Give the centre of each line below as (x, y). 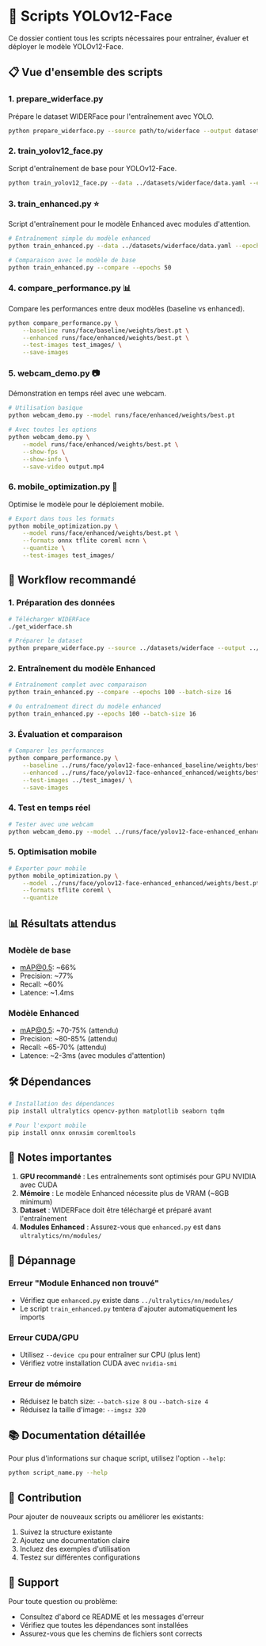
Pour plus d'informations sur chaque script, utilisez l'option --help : (117, 1458)
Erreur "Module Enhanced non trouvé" (84, 1283)
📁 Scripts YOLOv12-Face (90, 16)
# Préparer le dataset (46, 641)
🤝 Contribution (45, 1497)
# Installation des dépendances (61, 1104)
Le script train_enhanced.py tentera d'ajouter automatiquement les (128, 1309)
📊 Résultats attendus (62, 924)
